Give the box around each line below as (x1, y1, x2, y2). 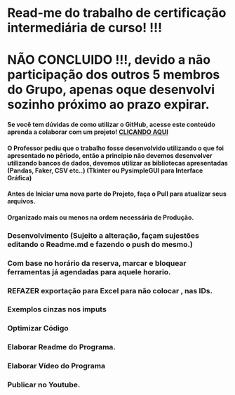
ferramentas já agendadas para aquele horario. (7, 267, 171, 276)
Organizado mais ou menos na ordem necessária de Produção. (7, 213, 194, 222)
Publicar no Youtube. (7, 380, 81, 390)
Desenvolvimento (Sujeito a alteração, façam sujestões (7, 230, 200, 240)
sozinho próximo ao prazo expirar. (7, 97, 210, 113)
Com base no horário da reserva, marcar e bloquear (7, 258, 187, 268)
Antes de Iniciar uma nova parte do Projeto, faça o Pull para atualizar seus (7, 189, 227, 198)
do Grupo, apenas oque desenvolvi (7, 82, 215, 98)
